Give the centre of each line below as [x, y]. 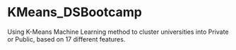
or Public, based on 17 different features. [66, 39]
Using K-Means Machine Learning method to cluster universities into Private [118, 32]
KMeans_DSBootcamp [75, 12]
